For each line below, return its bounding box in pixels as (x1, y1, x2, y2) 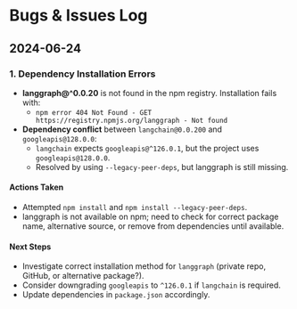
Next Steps (9, 241, 52, 252)
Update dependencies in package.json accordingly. (21, 289, 210, 300)
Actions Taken (9, 182, 64, 192)
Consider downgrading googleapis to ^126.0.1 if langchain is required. (21, 280, 281, 290)
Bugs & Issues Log (9, 5, 148, 26)
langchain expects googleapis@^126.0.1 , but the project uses (35, 142, 260, 153)
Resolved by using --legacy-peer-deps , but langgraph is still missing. (35, 161, 289, 172)
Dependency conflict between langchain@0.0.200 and (21, 124, 223, 134)
